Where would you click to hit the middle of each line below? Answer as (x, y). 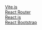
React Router (18, 12)
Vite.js (11, 7)
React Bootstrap (21, 22)
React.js (13, 17)
